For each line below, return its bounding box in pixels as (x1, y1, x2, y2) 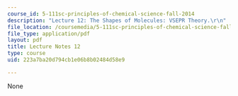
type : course (7, 50, 46, 57)
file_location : (7, 23, 52, 30)
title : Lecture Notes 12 (7, 43, 81, 50)
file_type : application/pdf (7, 30, 91, 37)
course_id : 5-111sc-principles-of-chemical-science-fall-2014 (7, 10, 195, 18)
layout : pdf (7, 37, 42, 44)
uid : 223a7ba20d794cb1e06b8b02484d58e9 (7, 56, 125, 64)
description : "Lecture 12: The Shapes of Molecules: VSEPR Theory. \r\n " (7, 17, 227, 24)
